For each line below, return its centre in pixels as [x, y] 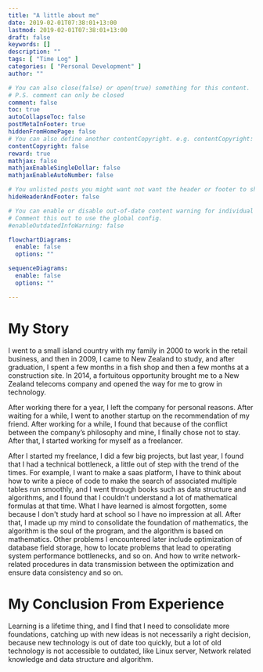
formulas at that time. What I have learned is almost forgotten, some [117, 506]
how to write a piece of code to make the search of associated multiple [122, 481]
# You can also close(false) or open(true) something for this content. [129, 88]
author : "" [26, 74]
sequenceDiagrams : [38, 269]
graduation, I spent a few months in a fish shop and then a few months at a [128, 367]
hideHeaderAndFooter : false [54, 197]
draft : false [29, 37]
